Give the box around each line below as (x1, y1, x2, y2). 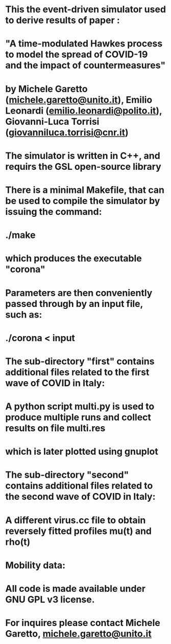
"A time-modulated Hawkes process (5, 38, 163, 50)
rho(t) (5, 536, 31, 548)
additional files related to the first (5, 366, 150, 378)
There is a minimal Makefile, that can (5, 184, 165, 195)
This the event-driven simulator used (5, 4, 166, 15)
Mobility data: (5, 559, 65, 571)
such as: (5, 308, 42, 320)
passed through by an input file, (5, 298, 143, 309)
